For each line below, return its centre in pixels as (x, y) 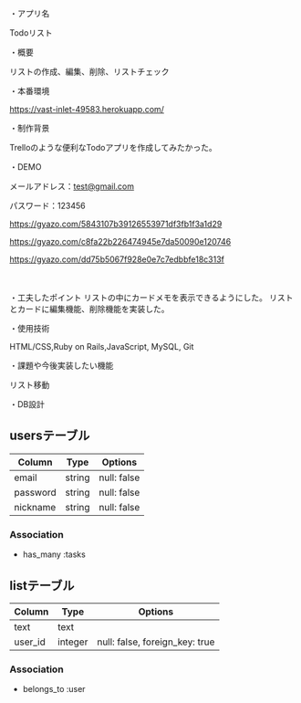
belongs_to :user (54, 689)
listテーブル (42, 586)
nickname (35, 507)
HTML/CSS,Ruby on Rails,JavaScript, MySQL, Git (102, 346)
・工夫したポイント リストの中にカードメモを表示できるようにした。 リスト (151, 298)
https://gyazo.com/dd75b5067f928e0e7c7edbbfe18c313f (117, 259)
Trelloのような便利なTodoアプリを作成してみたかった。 (113, 147)
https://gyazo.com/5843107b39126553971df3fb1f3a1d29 (116, 224)
